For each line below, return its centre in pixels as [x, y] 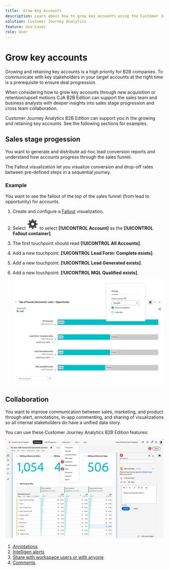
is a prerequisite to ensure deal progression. [51, 82]
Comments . [24, 562]
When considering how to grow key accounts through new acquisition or [80, 92]
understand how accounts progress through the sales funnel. [69, 157]
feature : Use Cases [26, 27]
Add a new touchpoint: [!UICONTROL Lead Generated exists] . [77, 263]
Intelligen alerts [28, 552]
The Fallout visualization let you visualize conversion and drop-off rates [79, 166]
